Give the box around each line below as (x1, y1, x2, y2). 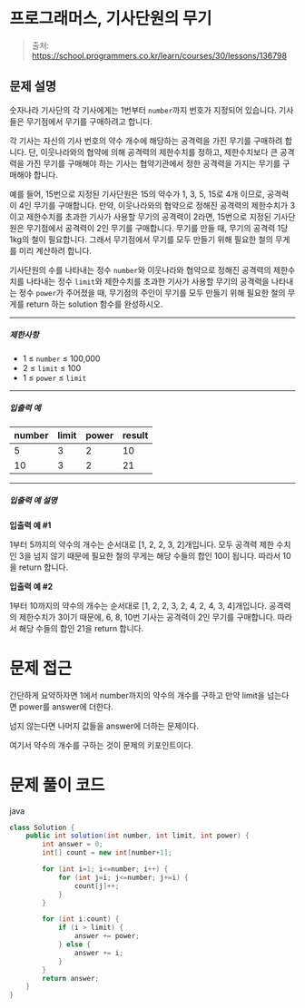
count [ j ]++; (74, 881, 120, 890)
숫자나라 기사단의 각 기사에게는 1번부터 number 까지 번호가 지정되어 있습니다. (9, 104, 277, 115)
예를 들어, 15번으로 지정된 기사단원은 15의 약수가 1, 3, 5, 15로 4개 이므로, (9, 188, 265, 200)
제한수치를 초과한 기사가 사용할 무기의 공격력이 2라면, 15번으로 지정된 (25, 210, 272, 222)
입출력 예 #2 (9, 581, 54, 592)
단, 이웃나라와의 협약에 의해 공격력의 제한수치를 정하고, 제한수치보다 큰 (28, 146, 279, 157)
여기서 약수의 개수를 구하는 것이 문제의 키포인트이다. (9, 739, 193, 750)
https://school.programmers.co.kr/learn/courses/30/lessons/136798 (31, 50, 288, 61)
